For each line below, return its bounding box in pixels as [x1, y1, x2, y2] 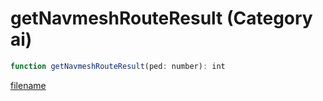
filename [10, 79, 47, 91]
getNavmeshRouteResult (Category [10, 7, 313, 30]
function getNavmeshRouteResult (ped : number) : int [10, 61, 226, 71]
